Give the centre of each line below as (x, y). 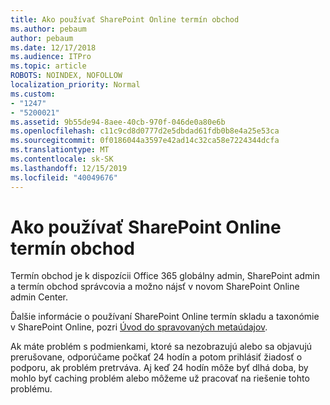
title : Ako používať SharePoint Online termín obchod (125, 19)
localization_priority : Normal (75, 85)
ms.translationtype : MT (60, 150)
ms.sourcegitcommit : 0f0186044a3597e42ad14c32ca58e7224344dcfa (145, 141)
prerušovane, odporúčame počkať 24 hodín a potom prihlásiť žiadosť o (156, 357)
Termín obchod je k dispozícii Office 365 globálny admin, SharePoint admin (165, 276)
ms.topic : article (48, 66)
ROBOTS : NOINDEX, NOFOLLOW (66, 76)
